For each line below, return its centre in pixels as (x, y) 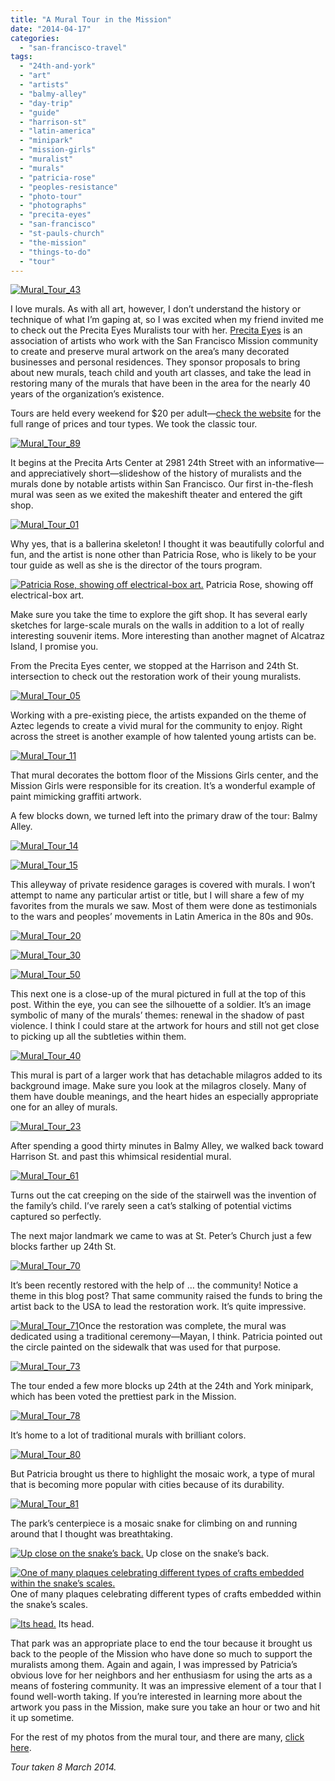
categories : (35, 38)
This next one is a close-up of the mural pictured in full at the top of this (158, 994)
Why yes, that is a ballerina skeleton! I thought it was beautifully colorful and (167, 544)
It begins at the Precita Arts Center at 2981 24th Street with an (138, 463)
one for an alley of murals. (64, 1107)
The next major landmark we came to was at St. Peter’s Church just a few (161, 1236)
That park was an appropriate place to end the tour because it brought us (161, 1643)
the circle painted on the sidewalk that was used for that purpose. (146, 1347)
